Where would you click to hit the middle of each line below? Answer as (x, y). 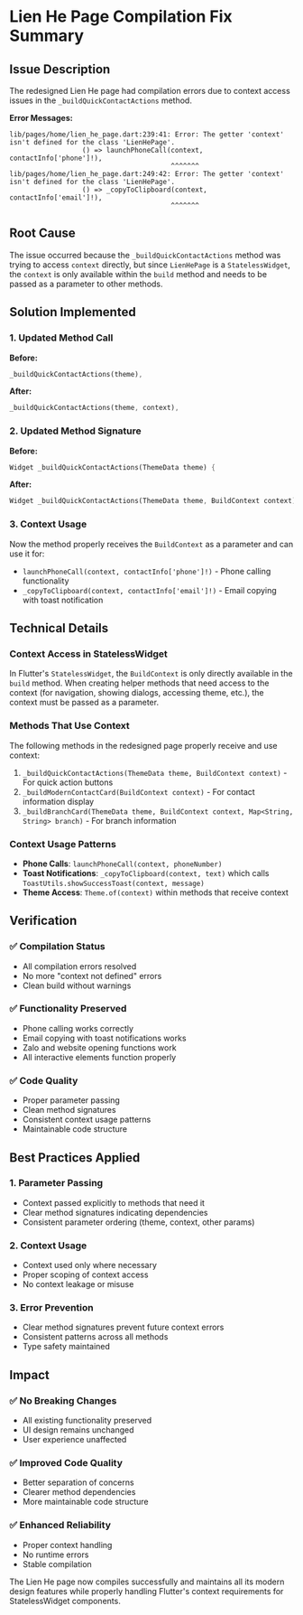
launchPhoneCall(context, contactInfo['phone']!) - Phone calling (147, 571)
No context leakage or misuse (78, 1284)
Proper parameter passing (71, 1100)
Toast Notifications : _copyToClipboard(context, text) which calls (146, 873)
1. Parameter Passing (56, 1183)
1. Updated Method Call (61, 338)
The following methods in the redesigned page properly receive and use (143, 745)
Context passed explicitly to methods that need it (114, 1202)
